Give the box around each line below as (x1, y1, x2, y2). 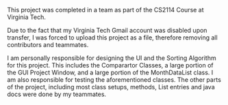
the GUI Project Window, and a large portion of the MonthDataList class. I (7, 68, 214, 76)
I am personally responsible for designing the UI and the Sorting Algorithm (7, 54, 217, 62)
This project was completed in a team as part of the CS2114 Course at (7, 6, 204, 14)
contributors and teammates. (7, 41, 89, 48)
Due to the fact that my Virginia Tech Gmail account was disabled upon (7, 27, 207, 34)
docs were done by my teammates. (7, 90, 107, 98)
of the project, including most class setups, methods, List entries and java (7, 83, 216, 91)
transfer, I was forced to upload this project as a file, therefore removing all (7, 33, 218, 42)
